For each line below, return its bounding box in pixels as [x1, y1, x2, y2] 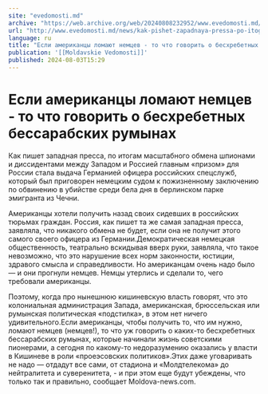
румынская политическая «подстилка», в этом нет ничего [8, 309, 207, 318]
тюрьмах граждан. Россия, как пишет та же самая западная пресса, [8, 217, 243, 227]
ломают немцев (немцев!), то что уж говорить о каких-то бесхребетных [8, 325, 255, 335]
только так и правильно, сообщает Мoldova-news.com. [8, 376, 197, 386]
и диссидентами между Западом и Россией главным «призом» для [8, 159, 239, 168]
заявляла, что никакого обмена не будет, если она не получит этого [8, 225, 241, 235]
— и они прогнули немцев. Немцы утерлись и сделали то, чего [8, 268, 223, 278]
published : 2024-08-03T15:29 [8, 57, 105, 65]
